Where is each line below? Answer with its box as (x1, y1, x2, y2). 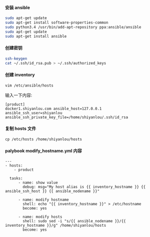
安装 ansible (5, 4, 30, 10)
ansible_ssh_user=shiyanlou (5, 110, 63, 115)
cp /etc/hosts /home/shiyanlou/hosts (5, 137, 82, 142)
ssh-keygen (5, 56, 27, 61)
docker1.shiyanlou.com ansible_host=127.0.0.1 (5, 106, 102, 111)
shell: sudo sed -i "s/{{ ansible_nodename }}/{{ (23, 219, 126, 224)
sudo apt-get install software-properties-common (5, 20, 109, 25)
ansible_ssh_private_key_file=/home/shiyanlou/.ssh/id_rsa (5, 115, 128, 120)
